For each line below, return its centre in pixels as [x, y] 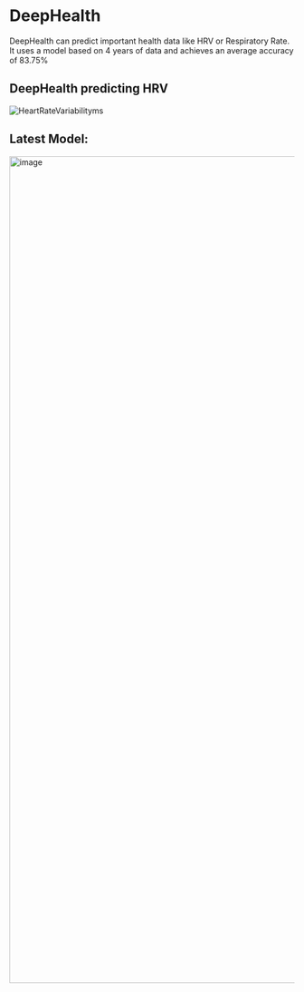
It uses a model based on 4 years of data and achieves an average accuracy [152, 50]
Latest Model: [49, 139]
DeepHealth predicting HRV [89, 88]
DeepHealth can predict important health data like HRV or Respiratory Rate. [150, 41]
